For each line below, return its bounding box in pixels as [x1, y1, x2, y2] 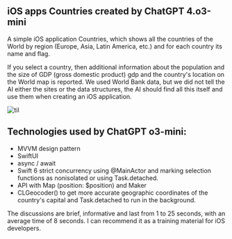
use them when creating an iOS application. [7, 92, 132, 100]
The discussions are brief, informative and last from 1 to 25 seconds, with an [7, 209, 226, 218]
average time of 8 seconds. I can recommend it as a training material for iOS [7, 216, 226, 224]
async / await [17, 159, 56, 167]
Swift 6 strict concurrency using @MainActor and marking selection [17, 166, 212, 175]
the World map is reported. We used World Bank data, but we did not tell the [7, 78, 225, 86]
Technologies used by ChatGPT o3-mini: [7, 126, 187, 138]
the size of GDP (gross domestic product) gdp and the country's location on [7, 70, 224, 78]
